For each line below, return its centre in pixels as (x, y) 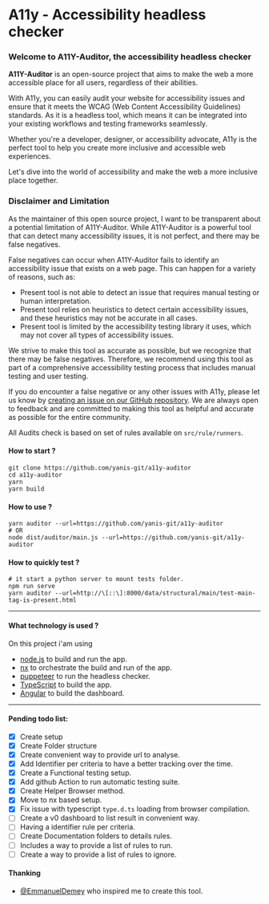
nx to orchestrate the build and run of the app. (96, 668)
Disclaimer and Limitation (59, 201)
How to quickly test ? (44, 562)
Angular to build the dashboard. (72, 693)
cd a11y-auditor (35, 474)
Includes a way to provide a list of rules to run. (96, 845)
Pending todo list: (38, 719)
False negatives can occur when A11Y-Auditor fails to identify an (114, 260)
